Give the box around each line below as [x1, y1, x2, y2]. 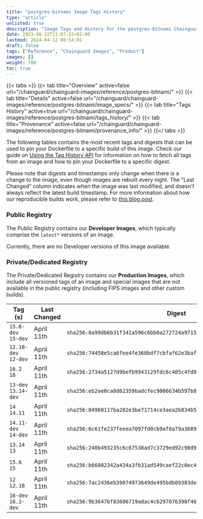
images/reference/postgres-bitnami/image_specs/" [6, 101, 134, 109]
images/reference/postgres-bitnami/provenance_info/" [6, 127, 143, 134]
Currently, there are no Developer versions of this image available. [6, 243, 171, 250]
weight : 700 [6, 59, 36, 65]
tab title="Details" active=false [6, 95, 83, 102]
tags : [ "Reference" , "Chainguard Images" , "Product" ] [6, 49, 145, 55]
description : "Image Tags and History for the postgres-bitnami [6, 25, 172, 32]
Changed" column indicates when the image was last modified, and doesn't [6, 182, 195, 190]
